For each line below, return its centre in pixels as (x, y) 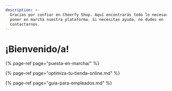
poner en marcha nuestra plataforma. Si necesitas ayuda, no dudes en (87, 19)
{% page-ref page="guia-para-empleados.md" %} (59, 83)
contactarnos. (25, 24)
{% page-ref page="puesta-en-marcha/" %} (52, 64)
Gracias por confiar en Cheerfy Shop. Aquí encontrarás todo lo (80, 15)
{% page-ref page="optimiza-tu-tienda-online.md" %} (63, 73)
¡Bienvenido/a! (37, 49)
